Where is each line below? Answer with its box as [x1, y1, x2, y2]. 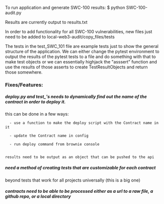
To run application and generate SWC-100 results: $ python [5, 5, 125, 10]
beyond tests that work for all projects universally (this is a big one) [5, 177, 141, 183]
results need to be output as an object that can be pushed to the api [5, 154, 154, 160]
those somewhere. [5, 69, 43, 75]
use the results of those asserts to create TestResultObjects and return [5, 64, 148, 70]
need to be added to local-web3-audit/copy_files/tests [5, 34, 115, 40]
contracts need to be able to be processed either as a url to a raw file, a [5, 188, 153, 194]
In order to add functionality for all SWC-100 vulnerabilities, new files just [5, 29, 153, 34]
